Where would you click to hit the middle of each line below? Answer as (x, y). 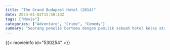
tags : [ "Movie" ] (22, 19)
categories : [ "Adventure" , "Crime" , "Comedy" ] (55, 24)
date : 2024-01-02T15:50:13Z (35, 14)
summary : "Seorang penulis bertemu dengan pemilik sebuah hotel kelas (81, 28)
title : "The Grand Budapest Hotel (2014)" (51, 10)
